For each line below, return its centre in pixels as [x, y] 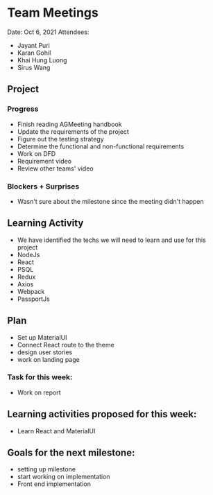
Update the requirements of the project [73, 131]
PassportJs [33, 299]
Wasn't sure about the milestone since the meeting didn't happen [111, 201]
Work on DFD [36, 153]
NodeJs [28, 254]
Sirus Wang [34, 67]
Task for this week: [40, 377]
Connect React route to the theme [66, 345]
